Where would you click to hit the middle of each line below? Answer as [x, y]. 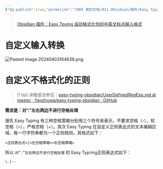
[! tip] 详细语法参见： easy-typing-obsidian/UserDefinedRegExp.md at [86, 95]
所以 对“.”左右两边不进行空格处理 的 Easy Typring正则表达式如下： [68, 152]
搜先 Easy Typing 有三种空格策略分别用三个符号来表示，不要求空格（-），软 [80, 120]
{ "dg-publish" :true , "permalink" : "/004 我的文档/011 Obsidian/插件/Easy [77, 9]
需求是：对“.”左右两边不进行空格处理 [42, 110]
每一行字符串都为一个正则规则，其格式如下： [58, 133]
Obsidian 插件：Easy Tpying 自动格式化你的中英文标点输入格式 [79, 24]
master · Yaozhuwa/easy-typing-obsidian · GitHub [67, 100]
